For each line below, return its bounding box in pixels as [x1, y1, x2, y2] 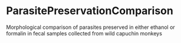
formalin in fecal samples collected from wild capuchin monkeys [6, 29, 162, 37]
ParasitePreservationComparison [6, 4, 174, 18]
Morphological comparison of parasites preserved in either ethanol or [6, 24, 175, 31]
